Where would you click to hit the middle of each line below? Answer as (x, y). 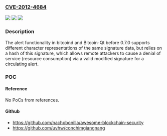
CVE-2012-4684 (26, 7)
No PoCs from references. (32, 100)
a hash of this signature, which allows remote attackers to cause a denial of (83, 53)
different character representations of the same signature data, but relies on (83, 48)
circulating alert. (22, 64)
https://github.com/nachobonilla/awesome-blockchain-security (78, 122)
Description (20, 32)
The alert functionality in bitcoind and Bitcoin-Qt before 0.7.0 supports (77, 42)
